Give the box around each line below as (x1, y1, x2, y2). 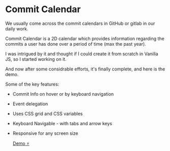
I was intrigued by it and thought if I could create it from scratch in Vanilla (5, 51, 158, 57)
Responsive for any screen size (12, 130, 79, 136)
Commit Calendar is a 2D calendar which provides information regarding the (5, 35, 165, 42)
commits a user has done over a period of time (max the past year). (5, 41, 146, 47)
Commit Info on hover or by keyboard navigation (12, 91, 114, 97)
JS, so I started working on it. (5, 56, 67, 62)
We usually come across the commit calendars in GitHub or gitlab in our (5, 20, 155, 26)
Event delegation (12, 100, 48, 107)
